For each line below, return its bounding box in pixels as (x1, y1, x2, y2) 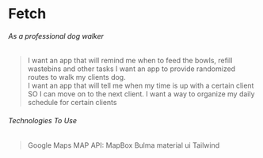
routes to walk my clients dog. (27, 73, 126, 82)
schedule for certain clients (27, 98, 117, 107)
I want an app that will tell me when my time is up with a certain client (27, 81, 254, 91)
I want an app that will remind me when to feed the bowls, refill (27, 56, 233, 66)
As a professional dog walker (8, 31, 105, 40)
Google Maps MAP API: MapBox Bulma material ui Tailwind (27, 140, 220, 150)
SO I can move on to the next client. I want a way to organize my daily (27, 89, 255, 99)
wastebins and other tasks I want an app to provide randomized (27, 64, 236, 73)
